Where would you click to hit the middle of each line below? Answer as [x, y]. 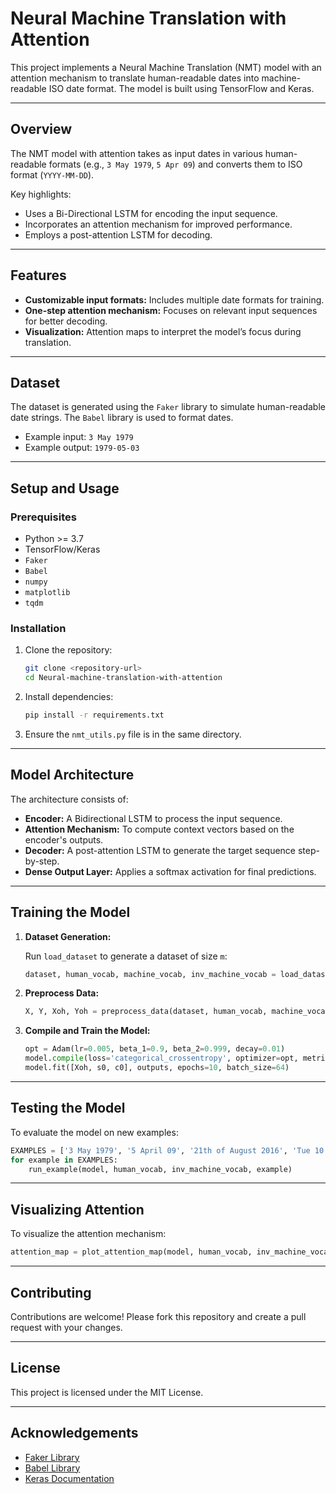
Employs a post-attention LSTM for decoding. [118, 234]
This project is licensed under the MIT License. [107, 1392]
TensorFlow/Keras [62, 549]
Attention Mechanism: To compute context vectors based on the [159, 829]
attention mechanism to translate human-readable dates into [135, 78]
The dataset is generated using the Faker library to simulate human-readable [168, 407]
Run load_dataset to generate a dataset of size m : [126, 956]
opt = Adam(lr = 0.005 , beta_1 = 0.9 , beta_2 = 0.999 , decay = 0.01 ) [155, 1049]
